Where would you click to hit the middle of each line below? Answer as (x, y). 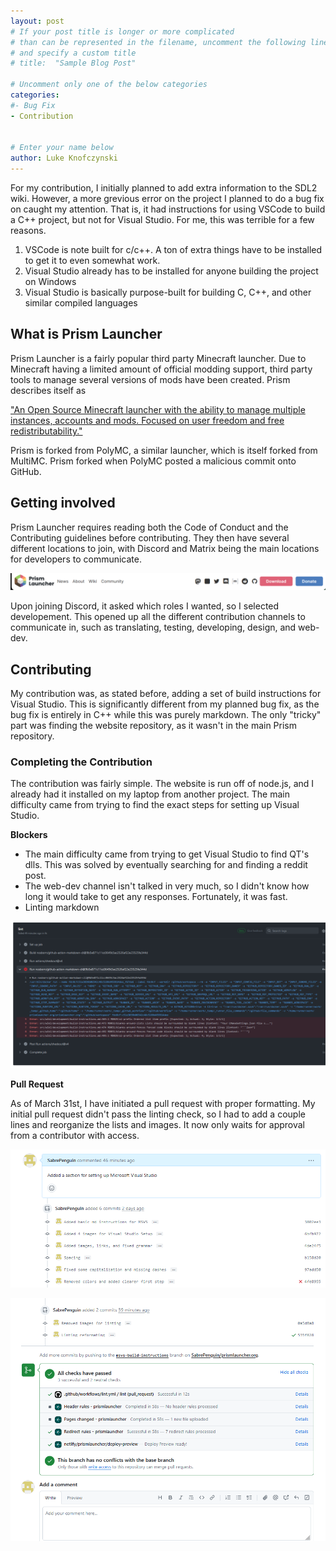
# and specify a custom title (73, 53)
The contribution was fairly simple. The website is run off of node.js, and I (162, 784)
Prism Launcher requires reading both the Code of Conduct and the (149, 527)
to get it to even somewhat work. (92, 260)
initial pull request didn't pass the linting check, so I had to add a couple (158, 1114)
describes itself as (48, 390)
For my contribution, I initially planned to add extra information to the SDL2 (164, 188)
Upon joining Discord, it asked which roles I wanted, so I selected (145, 606)
